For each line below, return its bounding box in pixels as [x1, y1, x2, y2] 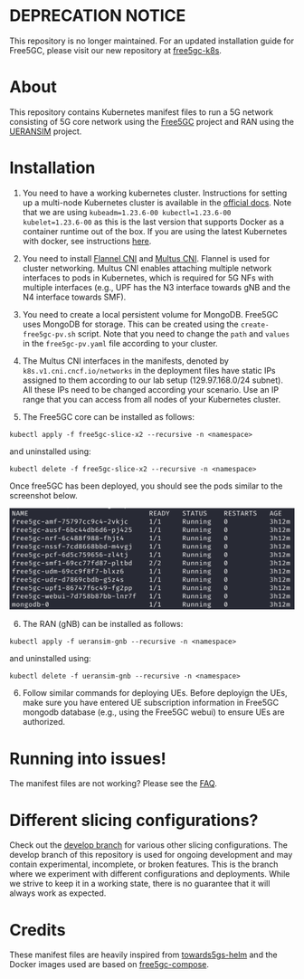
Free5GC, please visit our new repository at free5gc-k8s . [9, 44, 222, 55]
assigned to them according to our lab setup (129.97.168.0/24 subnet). [22, 375, 283, 385]
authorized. [22, 717, 66, 727]
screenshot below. [9, 489, 79, 500]
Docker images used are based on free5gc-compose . [9, 959, 210, 970]
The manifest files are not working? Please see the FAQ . [9, 778, 217, 789]
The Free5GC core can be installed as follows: [22, 411, 195, 422]
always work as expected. [9, 888, 107, 898]
